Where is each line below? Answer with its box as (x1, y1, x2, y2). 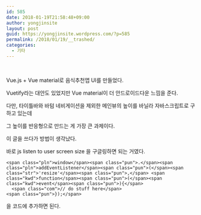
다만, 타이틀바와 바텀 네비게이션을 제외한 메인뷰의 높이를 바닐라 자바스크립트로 (6, 102, 189, 109)
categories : (6, 43, 36, 49)
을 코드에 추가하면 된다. (6, 202, 61, 210)
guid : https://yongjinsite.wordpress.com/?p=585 (6, 31, 130, 37)
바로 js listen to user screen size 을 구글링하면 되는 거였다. (6, 147, 146, 155)
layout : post (6, 25, 39, 32)
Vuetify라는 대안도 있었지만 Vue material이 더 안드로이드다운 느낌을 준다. (6, 89, 178, 96)
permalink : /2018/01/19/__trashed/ (6, 37, 95, 43)
